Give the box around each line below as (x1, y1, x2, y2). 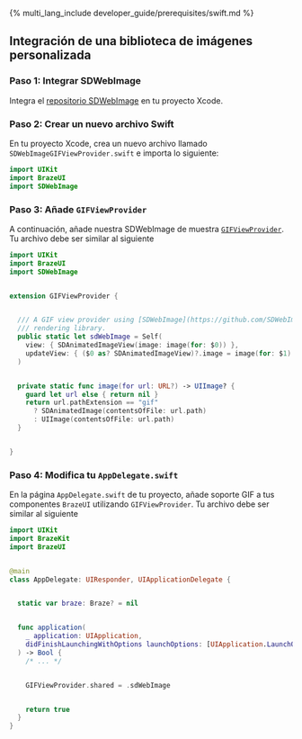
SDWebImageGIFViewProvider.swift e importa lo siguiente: (9, 148, 219, 158)
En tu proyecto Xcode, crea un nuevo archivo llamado (9, 138, 209, 149)
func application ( (17, 623, 87, 633)
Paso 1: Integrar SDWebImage (9, 75, 141, 87)
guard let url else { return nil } (25, 390, 159, 399)
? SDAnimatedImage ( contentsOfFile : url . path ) (32, 407, 207, 416)
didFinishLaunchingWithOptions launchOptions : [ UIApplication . (25, 640, 268, 649)
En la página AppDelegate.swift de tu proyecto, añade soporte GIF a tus (9, 490, 275, 500)
